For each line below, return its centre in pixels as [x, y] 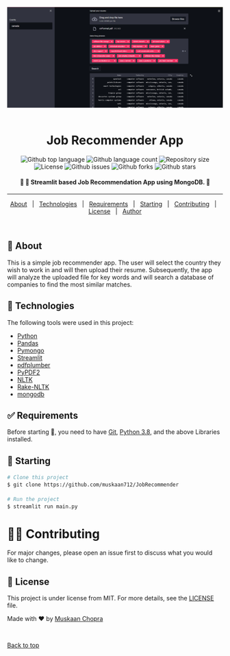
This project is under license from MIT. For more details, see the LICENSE [111, 598]
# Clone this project [38, 478]
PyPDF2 [28, 372]
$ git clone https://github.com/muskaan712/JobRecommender [93, 485]
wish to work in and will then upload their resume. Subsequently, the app [110, 269]
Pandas [28, 343]
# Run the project [33, 499]
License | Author [115, 211]
